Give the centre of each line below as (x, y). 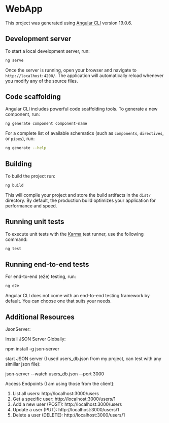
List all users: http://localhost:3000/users (56, 394)
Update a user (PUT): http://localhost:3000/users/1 (66, 410)
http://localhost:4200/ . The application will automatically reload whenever (84, 75)
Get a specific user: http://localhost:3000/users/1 (64, 399)
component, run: (23, 114)
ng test (13, 249)
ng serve (14, 60)
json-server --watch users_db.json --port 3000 (55, 374)
